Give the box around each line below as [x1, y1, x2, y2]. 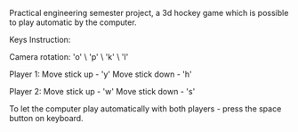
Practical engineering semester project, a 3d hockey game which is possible [9, 8, 289, 18]
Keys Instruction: [9, 35, 71, 45]
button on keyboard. [9, 113, 84, 123]
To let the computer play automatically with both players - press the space [9, 103, 282, 114]
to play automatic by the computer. [9, 17, 137, 28]
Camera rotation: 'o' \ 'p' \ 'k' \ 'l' [9, 52, 129, 62]
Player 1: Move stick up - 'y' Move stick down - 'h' [9, 69, 193, 79]
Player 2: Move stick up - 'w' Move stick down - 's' [9, 87, 196, 96]
